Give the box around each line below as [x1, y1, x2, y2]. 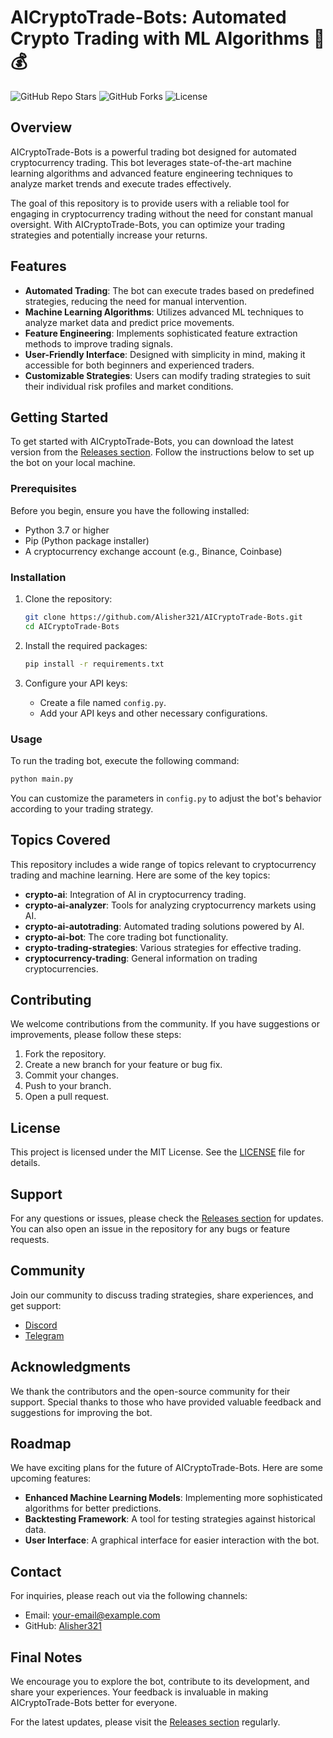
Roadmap [10, 1436, 72, 1453]
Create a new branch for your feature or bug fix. [24, 1059, 223, 1071]
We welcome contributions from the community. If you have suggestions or [10, 1018, 320, 1030]
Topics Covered [10, 832, 111, 849]
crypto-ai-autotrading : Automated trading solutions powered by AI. [24, 920, 305, 932]
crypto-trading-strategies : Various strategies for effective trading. [24, 941, 302, 953]
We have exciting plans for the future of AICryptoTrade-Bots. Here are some [10, 1462, 324, 1474]
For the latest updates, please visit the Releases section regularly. [10, 1716, 281, 1728]
